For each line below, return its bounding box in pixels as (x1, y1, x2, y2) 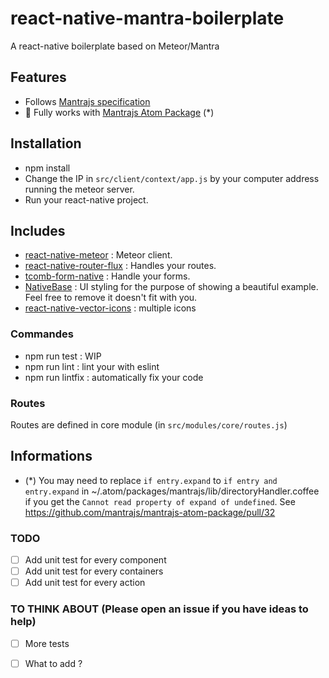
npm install (24, 162, 71, 174)
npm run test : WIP (24, 350, 102, 362)
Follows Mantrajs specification (24, 95, 151, 107)
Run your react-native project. (24, 193, 149, 206)
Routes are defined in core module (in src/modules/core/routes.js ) (10, 418, 288, 431)
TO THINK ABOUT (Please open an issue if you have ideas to (10, 602, 309, 616)
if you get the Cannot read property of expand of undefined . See (24, 495, 296, 507)
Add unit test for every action (24, 577, 146, 589)
